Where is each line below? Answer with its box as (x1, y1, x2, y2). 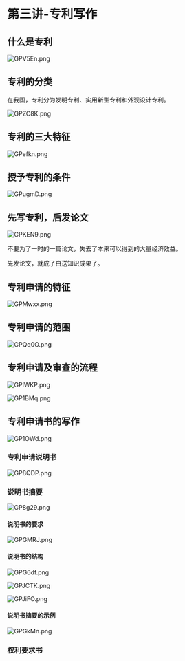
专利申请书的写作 (7, 415, 80, 427)
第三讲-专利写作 (7, 6, 98, 22)
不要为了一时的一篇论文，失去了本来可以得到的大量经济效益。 (7, 245, 182, 253)
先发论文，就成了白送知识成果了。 (7, 259, 104, 268)
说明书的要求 (7, 520, 43, 528)
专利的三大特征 (7, 131, 71, 143)
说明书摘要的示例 (7, 611, 56, 620)
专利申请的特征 (7, 281, 71, 293)
